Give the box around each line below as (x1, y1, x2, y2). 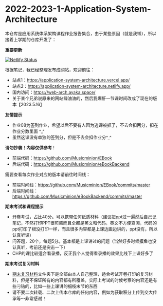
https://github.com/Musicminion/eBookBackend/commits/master (12, 193, 143, 199)
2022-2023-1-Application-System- (5, 3, 151, 15)
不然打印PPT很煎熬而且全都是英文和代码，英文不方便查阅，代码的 (25, 220, 157, 226)
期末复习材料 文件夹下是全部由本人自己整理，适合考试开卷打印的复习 (12, 271, 149, 277)
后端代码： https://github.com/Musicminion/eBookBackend (12, 161, 130, 167)
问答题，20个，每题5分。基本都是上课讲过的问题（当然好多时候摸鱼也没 (12, 238, 157, 244)
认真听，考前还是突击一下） (12, 244, 68, 250)
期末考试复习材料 (5, 261, 39, 267)
